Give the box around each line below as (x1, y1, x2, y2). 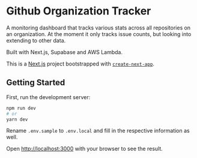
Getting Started (6, 77, 65, 88)
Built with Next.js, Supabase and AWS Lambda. (6, 48, 123, 55)
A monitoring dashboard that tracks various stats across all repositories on (6, 24, 191, 31)
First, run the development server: (6, 93, 91, 100)
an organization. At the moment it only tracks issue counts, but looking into (6, 30, 192, 37)
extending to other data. (6, 37, 66, 44)
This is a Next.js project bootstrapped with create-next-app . (6, 60, 155, 67)
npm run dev (6, 105, 36, 111)
